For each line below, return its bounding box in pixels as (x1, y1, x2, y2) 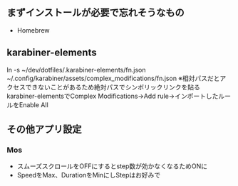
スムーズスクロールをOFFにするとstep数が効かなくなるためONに (16, 162, 208, 170)
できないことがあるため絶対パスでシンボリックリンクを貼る (25, 82, 200, 91)
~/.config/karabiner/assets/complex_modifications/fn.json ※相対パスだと (6, 74, 220, 82)
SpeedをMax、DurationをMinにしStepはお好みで (16, 171, 161, 180)
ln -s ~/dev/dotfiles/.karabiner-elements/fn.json (6, 65, 146, 74)
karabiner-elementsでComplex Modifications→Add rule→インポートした (6, 92, 219, 100)
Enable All (19, 100, 49, 109)
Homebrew (16, 26, 50, 34)
